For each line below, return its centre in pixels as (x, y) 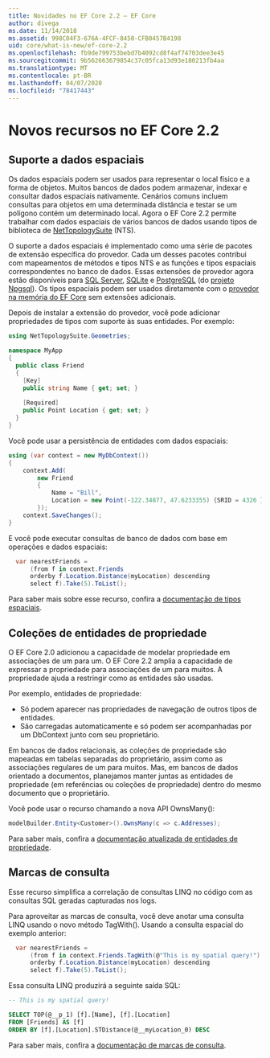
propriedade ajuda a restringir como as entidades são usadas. (111, 678)
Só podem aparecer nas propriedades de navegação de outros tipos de (138, 709)
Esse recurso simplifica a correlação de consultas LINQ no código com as (131, 892)
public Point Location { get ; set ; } (86, 411)
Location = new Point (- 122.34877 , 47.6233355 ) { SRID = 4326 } (157, 500)
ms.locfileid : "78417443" (51, 90)
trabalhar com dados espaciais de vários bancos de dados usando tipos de (133, 222)
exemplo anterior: (37, 933)
